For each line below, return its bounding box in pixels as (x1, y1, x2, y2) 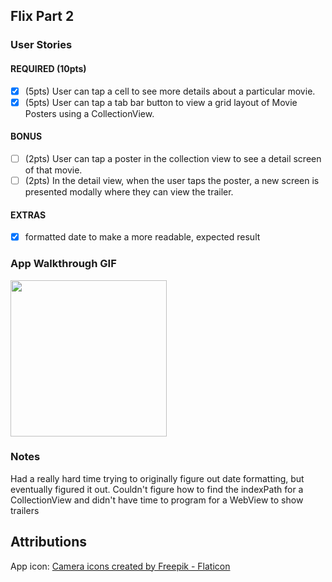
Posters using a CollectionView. (24, 107, 155, 119)
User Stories (10, 38, 73, 52)
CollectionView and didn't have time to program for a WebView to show (10, 494, 304, 506)
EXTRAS (10, 209, 47, 221)
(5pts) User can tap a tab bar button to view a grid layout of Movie (24, 96, 298, 108)
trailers (10, 504, 40, 516)
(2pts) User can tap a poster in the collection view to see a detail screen (24, 152, 322, 164)
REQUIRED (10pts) (10, 62, 87, 74)
